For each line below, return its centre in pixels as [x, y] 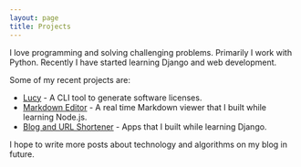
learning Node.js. [55, 117]
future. [22, 154]
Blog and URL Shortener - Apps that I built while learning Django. [145, 126]
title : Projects [40, 26]
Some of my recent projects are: [70, 79]
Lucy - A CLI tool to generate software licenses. [112, 98]
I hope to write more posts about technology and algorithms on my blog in [149, 144]
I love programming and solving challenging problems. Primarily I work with [151, 52]
